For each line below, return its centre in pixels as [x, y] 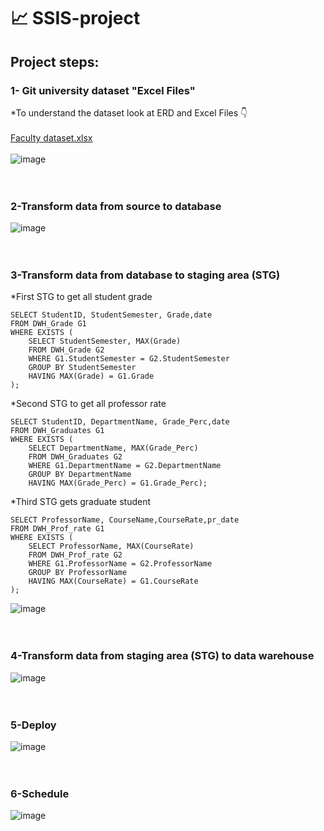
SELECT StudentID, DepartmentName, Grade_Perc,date [120, 422]
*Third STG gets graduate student [81, 502]
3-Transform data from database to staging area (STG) [145, 275]
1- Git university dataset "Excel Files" [103, 90]
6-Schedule [40, 793]
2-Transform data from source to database [116, 206]
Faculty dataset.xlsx [51, 137]
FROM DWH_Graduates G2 [75, 457]
